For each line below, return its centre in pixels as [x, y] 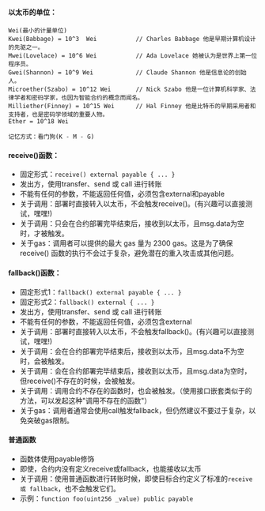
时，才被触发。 [44, 234]
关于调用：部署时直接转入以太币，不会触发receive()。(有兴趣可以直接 [132, 204]
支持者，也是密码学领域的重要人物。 [59, 115]
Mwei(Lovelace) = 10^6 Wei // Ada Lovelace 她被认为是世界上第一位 [133, 56]
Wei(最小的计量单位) [38, 31]
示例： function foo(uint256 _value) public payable [106, 498]
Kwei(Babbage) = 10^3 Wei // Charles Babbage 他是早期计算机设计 [132, 39]
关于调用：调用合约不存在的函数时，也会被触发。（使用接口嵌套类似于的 [136, 390]
